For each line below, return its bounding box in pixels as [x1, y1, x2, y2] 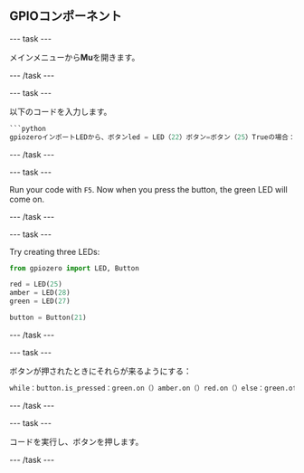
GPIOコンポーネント [9, 8, 122, 24]
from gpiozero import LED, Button [9, 263, 140, 273]
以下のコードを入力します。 [9, 106, 112, 117]
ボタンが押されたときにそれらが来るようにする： [9, 365, 192, 376]
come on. [9, 194, 45, 204]
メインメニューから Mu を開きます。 [9, 52, 140, 62]
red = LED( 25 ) [9, 279, 63, 289]
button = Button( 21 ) [9, 313, 88, 323]
